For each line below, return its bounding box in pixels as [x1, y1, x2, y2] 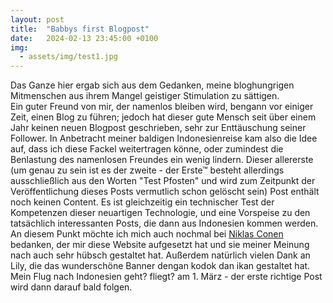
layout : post [10, 14, 65, 25]
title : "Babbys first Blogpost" [10, 24, 150, 34]
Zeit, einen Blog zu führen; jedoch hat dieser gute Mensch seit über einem [10, 111, 317, 123]
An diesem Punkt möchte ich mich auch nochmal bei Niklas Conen [10, 228, 284, 240]
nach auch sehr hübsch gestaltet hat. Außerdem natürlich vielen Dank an [10, 249, 311, 261]
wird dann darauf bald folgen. [10, 281, 133, 293]
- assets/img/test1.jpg [19, 52, 118, 62]
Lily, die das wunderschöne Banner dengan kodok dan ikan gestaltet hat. [10, 260, 311, 272]
